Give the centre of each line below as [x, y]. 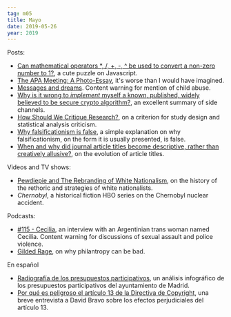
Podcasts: [21, 216]
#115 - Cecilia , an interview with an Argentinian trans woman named [113, 229]
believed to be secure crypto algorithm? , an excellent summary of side [117, 103]
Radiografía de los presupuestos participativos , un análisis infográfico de [121, 278]
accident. [30, 203]
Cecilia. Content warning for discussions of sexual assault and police [115, 237]
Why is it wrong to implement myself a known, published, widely [108, 95]
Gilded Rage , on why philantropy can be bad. [81, 251]
